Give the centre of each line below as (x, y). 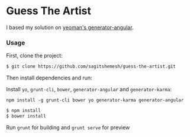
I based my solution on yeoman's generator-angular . (70, 27)
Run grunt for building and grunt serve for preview (68, 127)
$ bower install (26, 116)
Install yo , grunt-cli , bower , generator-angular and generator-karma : (89, 90)
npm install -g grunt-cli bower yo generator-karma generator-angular (95, 100)
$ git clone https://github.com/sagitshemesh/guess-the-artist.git (91, 66)
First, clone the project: (35, 56)
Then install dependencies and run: (49, 78)
